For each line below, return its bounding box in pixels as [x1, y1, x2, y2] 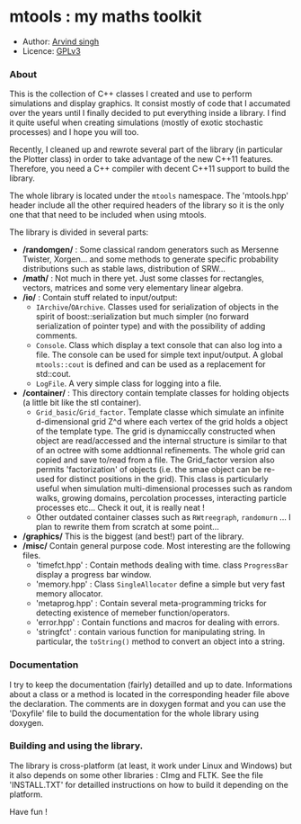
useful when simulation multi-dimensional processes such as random [35, 483, 293, 494]
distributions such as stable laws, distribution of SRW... [22, 264, 226, 274]
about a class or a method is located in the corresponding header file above [9, 688, 290, 699]
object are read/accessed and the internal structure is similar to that [35, 435, 288, 446]
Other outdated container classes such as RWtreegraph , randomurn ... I [35, 512, 291, 523]
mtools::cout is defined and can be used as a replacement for [35, 359, 267, 370]
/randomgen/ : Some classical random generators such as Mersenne [22, 245, 279, 255]
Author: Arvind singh [22, 36, 100, 47]
